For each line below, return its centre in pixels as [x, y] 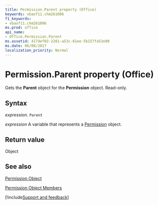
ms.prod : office [21, 28]
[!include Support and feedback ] [37, 197]
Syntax [16, 103]
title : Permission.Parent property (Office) [51, 9]
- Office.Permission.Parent [34, 37]
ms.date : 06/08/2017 [26, 46]
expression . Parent [24, 115]
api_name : [15, 32]
